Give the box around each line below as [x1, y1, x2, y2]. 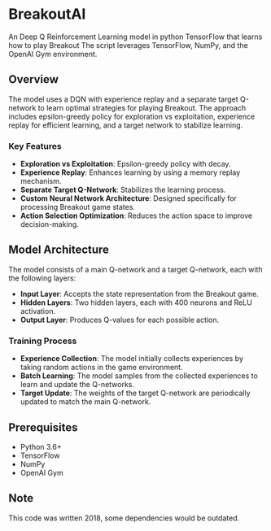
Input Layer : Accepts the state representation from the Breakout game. [20, 289, 259, 298]
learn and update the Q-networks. [20, 380, 135, 390]
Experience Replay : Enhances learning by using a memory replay [20, 168, 241, 177]
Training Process [8, 335, 77, 346]
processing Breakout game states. [20, 202, 136, 212]
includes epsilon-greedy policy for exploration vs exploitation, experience [8, 111, 256, 121]
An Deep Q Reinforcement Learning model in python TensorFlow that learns [8, 32, 263, 41]
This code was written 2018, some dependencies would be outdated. [8, 513, 240, 523]
